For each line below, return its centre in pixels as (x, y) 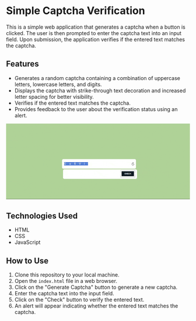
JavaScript (27, 242)
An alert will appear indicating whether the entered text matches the (96, 306)
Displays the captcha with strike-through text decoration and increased (100, 90)
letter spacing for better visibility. (54, 96)
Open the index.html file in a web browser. (66, 281)
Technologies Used (42, 215)
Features (22, 64)
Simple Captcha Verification (76, 11)
